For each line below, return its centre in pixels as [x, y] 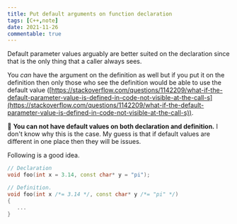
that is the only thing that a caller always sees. [75, 62]
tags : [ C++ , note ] [33, 21]
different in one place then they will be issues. [74, 142]
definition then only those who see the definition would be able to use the [114, 83]
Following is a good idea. [44, 155]
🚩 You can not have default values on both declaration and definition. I [112, 127]
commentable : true [34, 34]
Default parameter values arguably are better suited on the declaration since [118, 54]
